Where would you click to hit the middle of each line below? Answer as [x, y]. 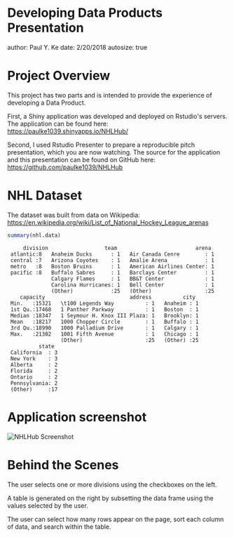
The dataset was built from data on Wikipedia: [74, 215]
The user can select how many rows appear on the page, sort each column [116, 519]
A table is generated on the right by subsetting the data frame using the [110, 498]
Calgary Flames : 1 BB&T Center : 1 [133, 279]
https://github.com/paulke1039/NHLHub [65, 167]
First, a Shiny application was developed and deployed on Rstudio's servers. [117, 116]
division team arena [117, 248]
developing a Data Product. [47, 103]
